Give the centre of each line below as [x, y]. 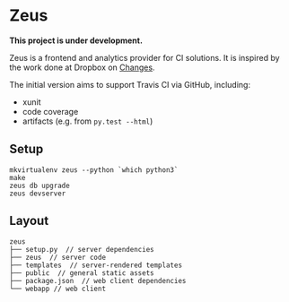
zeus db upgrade [39, 186]
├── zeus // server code [57, 257]
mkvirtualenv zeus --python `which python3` [94, 170]
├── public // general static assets [82, 273]
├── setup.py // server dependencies [82, 249]
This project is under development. [76, 40]
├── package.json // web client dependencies [98, 280]
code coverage [50, 111]
